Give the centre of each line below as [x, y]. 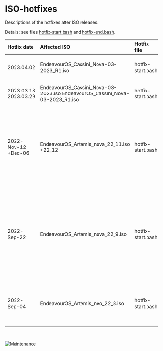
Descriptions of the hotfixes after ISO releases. [52, 22]
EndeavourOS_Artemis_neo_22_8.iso [82, 303]
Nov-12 [17, 147]
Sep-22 [17, 237]
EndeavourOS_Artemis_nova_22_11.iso [85, 144]
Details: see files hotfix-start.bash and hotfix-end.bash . [60, 32]
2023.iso [50, 93]
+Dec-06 [18, 153]
